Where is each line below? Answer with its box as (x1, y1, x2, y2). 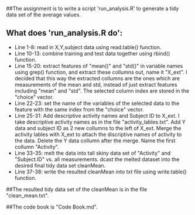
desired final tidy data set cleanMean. (14, 162, 106, 169)
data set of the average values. (6, 11, 81, 18)
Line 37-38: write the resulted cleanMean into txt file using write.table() (14, 168, 187, 175)
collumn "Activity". (14, 143, 60, 150)
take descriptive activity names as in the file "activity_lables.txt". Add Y (14, 118, 186, 125)
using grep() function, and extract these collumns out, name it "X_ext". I (14, 69, 187, 76)
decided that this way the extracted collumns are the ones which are (14, 74, 180, 81)
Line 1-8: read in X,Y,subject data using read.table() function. (14, 43, 162, 50)
